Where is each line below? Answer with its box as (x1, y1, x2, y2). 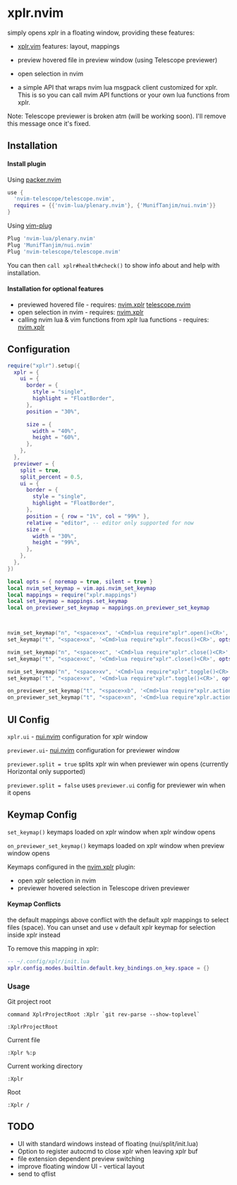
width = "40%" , (32, 428, 78, 435)
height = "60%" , (32, 434, 80, 441)
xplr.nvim (7, 5, 64, 21)
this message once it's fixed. (7, 119, 91, 128)
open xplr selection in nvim (17, 876, 97, 885)
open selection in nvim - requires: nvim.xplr (17, 307, 144, 316)
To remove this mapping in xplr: (7, 945, 99, 953)
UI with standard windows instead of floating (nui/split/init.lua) (17, 1139, 199, 1148)
